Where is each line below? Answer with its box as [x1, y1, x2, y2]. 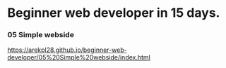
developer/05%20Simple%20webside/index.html [7, 53, 150, 62]
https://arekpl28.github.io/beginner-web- [7, 46, 127, 54]
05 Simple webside [7, 30, 74, 40]
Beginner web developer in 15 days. [7, 5, 220, 21]
